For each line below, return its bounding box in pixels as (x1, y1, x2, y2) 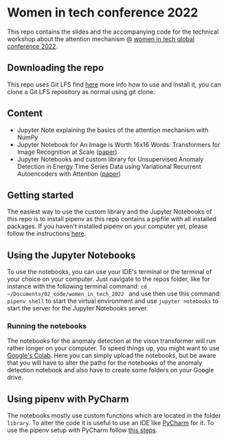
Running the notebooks (7, 321, 87, 331)
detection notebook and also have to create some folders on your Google (7, 366, 214, 374)
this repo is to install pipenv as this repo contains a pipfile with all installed (7, 215, 216, 223)
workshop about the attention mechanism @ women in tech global (7, 34, 195, 43)
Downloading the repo (7, 62, 104, 73)
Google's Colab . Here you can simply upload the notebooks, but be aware (7, 352, 216, 360)
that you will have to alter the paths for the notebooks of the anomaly (7, 359, 203, 367)
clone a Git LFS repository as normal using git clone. (7, 87, 155, 95)
